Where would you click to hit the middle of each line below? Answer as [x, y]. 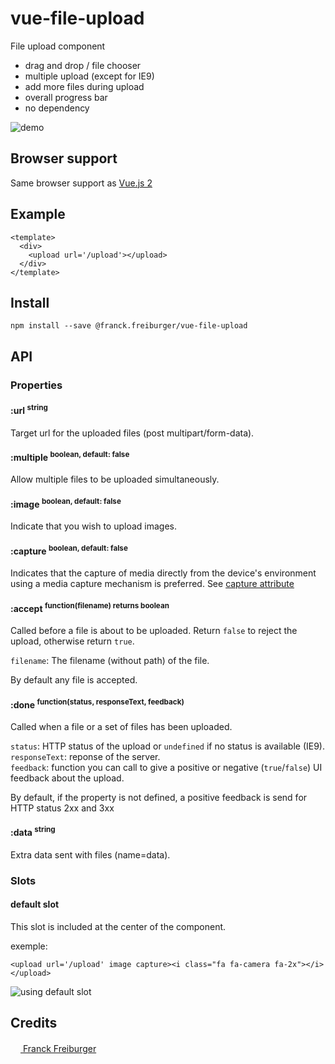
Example [38, 214]
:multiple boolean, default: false [70, 456]
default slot [35, 904]
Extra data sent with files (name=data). [90, 854]
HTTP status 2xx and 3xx [62, 808]
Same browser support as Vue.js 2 [81, 183]
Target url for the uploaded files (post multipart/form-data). [132, 433]
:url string [29, 409]
